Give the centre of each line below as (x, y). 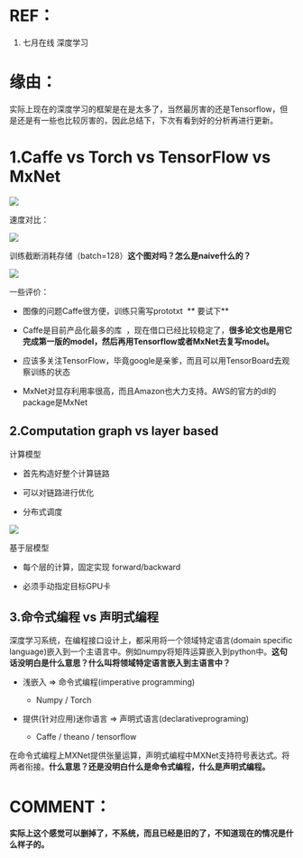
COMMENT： (60, 807)
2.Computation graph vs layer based (114, 431)
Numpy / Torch (64, 700)
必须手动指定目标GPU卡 (66, 586)
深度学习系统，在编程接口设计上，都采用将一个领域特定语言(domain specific (151, 641)
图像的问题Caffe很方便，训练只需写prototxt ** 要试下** (126, 310)
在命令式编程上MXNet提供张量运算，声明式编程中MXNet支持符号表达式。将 (150, 755)
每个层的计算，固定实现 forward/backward (101, 567)
